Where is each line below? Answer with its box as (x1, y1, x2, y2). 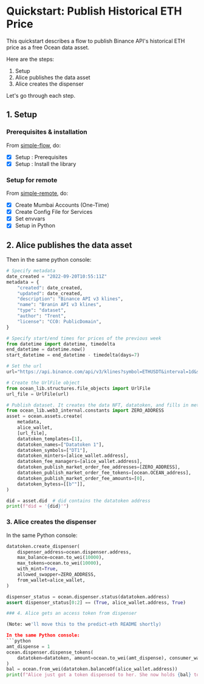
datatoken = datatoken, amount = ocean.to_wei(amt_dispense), (17, 655, 167, 661)
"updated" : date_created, (17, 290, 83, 296)
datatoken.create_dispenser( (6, 543, 80, 549)
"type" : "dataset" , (17, 307, 67, 313)
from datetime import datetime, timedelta (6, 341, 115, 347)
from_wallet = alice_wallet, (17, 577, 86, 583)
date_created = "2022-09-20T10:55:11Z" (6, 273, 107, 279)
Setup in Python (15, 222, 56, 229)
